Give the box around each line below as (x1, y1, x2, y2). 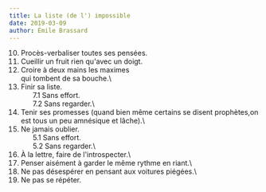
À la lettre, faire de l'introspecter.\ (20, 150, 131, 159)
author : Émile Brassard (9, 26, 88, 34)
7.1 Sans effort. (32, 91, 80, 100)
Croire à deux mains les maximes (20, 65, 130, 75)
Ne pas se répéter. (20, 175, 82, 185)
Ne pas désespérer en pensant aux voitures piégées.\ (20, 167, 198, 176)
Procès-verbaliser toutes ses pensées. (20, 49, 148, 58)
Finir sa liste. (20, 82, 63, 92)
